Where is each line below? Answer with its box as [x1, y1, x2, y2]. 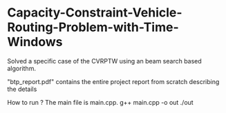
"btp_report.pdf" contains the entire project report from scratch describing [7, 77, 220, 85]
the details [7, 85, 37, 93]
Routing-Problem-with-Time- [7, 19, 180, 35]
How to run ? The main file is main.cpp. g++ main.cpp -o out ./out [7, 98, 194, 106]
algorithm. [7, 64, 37, 72]
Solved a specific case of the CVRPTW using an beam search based [7, 56, 202, 65]
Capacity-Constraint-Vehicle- [7, 5, 182, 21]
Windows [7, 34, 63, 50]
